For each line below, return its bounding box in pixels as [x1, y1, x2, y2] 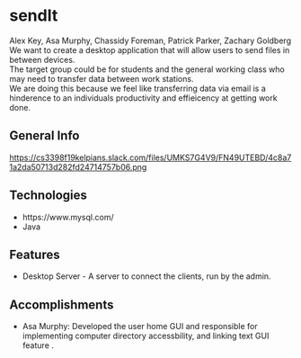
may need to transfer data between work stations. [9, 73, 194, 84]
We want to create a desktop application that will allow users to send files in [9, 44, 290, 55]
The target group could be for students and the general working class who [9, 64, 285, 75]
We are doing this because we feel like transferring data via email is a [9, 83, 267, 94]
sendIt [9, 5, 58, 26]
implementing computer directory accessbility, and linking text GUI [22, 330, 270, 342]
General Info [9, 128, 80, 144]
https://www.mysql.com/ [22, 211, 114, 222]
